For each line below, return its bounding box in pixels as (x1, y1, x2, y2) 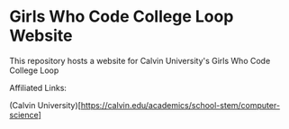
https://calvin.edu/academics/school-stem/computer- (80, 99, 281, 110)
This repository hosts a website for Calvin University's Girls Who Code (9, 55, 271, 66)
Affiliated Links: (9, 82, 68, 93)
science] (9, 109, 42, 120)
